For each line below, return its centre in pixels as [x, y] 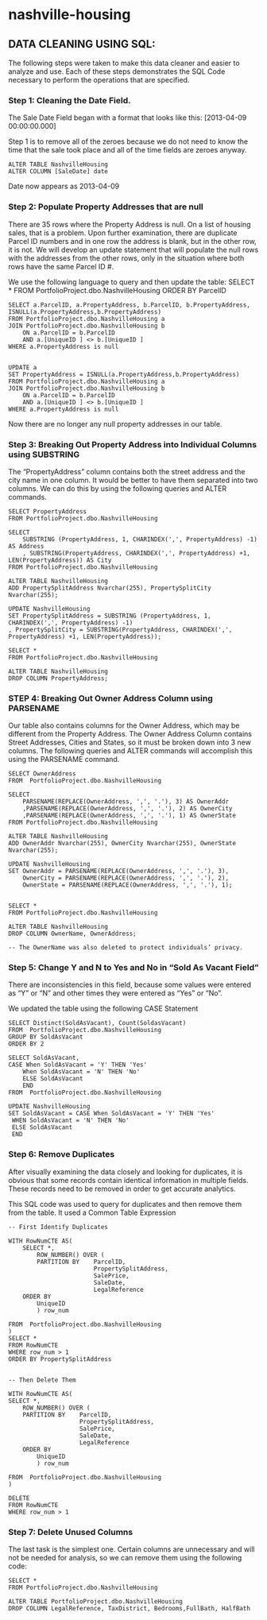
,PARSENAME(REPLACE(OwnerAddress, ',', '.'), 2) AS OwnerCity [128, 809]
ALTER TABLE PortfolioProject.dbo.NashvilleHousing [95, 1602]
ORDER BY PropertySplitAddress [60, 1359]
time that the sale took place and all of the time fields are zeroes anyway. [128, 150]
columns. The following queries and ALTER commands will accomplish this [130, 751]
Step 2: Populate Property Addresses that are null [106, 207]
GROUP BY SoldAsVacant [46, 1037]
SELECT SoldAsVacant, [44, 1058]
